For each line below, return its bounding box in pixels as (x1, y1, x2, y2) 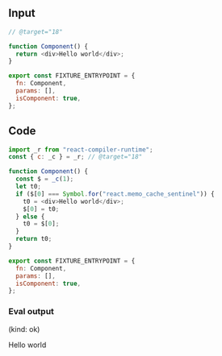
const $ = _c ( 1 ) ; (15, 175, 74, 184)
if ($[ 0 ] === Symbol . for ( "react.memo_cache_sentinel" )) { (15, 189, 216, 198)
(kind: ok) (8, 324, 40, 333)
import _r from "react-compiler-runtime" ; (8, 145, 153, 154)
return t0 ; (15, 235, 52, 243)
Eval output (8, 306, 55, 317)
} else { (15, 213, 45, 221)
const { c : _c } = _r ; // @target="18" (8, 153, 143, 161)
